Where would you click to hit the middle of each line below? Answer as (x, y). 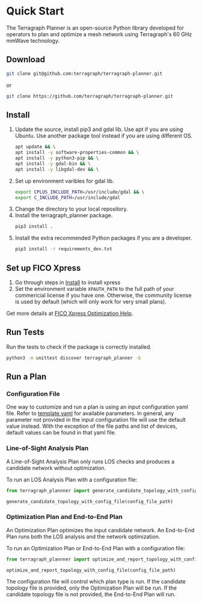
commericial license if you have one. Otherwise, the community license (103, 295)
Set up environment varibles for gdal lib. (64, 181)
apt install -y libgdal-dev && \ (57, 169)
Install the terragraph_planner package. (64, 215)
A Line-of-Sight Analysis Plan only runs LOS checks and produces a (90, 461)
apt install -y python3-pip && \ (57, 158)
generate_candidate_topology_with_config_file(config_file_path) (90, 501)
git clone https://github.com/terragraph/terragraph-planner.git (90, 96)
